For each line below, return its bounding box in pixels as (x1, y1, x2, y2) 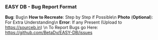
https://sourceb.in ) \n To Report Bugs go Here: (5, 25, 98, 30)
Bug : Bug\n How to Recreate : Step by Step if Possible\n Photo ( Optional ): (5, 14, 153, 20)
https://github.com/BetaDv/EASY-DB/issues (5, 30, 93, 36)
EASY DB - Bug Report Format (5, 3, 77, 10)
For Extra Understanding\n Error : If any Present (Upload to (5, 19, 123, 25)
